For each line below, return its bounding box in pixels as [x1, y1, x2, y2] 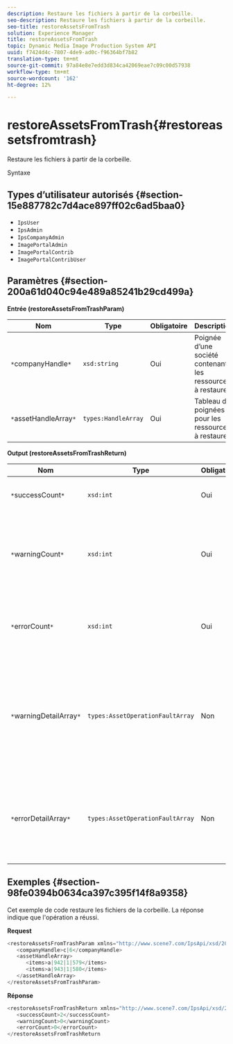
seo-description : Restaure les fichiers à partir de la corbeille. [7, 17, 207, 24]
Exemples [7, 876, 51, 888]
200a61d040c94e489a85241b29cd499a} [7, 286, 194, 298]
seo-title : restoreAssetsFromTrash [7, 23, 110, 30]
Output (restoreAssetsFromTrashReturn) [7, 449, 127, 457]
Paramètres [7, 275, 59, 287]
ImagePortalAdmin [17, 241, 68, 248]
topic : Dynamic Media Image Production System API [7, 42, 157, 49]
